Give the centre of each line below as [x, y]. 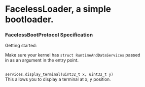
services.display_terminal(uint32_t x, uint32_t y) [59, 75]
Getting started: [21, 46]
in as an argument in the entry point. [42, 60]
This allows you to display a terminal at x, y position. [58, 79]
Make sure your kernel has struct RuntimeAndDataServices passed [73, 55]
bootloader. [29, 19]
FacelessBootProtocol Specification [49, 35]
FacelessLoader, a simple [58, 9]
